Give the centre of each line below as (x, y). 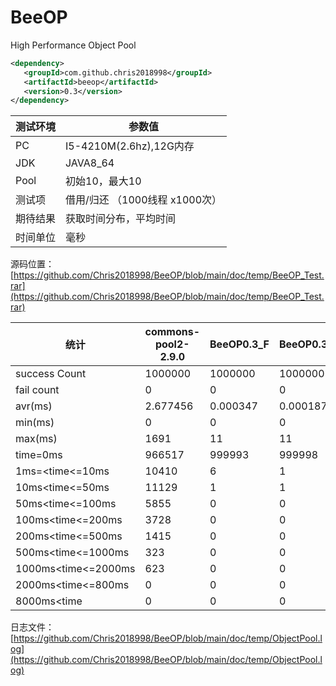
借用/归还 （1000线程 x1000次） (144, 200)
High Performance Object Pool (73, 45)
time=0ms (39, 455)
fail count (37, 390)
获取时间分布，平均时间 (121, 219)
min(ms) (35, 423)
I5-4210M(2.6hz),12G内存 (130, 146)
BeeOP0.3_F (239, 344)
